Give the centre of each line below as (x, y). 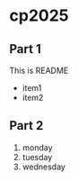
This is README (39, 70)
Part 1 (26, 49)
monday (37, 147)
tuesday (37, 157)
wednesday (43, 167)
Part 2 (26, 126)
